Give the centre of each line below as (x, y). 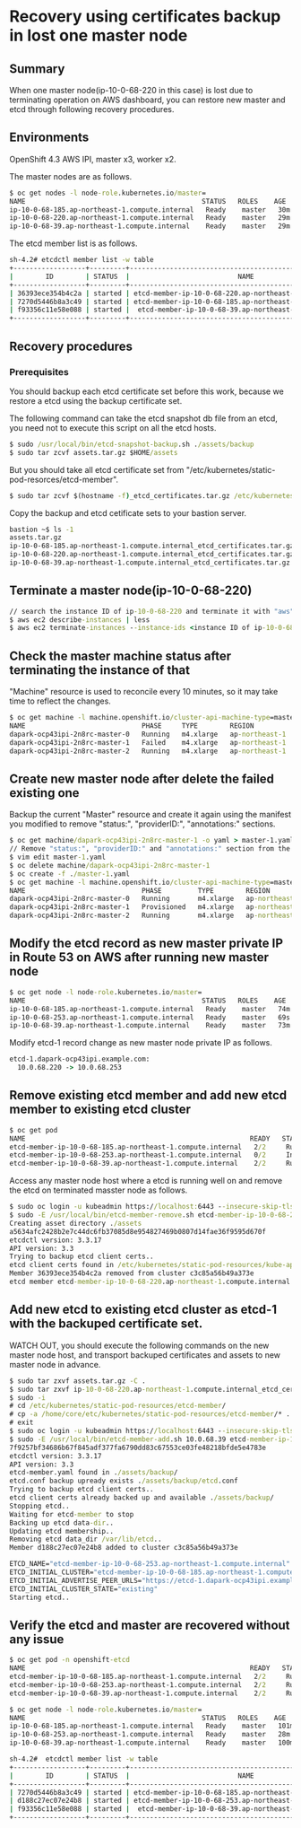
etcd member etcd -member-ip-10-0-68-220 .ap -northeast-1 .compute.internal (150, 1282)
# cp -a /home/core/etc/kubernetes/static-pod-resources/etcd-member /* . (150, 1414)
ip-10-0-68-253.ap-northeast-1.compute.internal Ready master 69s (150, 1017)
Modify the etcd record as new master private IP (146, 944)
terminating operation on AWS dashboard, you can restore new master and (147, 100)
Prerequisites (39, 372)
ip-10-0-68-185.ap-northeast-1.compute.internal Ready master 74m (150, 1009)
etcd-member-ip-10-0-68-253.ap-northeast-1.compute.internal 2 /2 (138, 1684)
